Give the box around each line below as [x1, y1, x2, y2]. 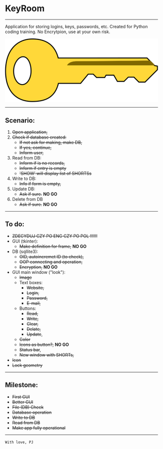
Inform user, [19, 149, 44, 156]
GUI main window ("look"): [12, 269, 65, 275]
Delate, [26, 326, 41, 332]
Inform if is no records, [19, 160, 65, 166]
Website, [26, 285, 45, 290]
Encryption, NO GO [19, 264, 58, 270]
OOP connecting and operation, [19, 259, 83, 265]
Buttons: [19, 305, 36, 311]
